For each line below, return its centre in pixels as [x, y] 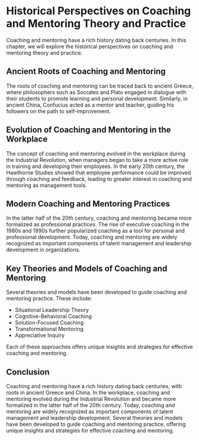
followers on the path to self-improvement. [59, 111]
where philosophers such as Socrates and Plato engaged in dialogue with [96, 92]
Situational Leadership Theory [52, 310]
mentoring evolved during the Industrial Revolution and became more [91, 399]
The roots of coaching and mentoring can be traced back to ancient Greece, [100, 86]
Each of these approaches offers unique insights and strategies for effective [99, 347]
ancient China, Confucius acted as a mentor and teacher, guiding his [90, 105]
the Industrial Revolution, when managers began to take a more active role [97, 160]
